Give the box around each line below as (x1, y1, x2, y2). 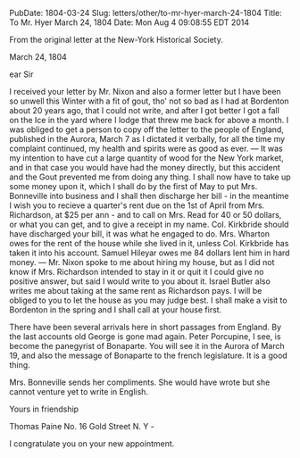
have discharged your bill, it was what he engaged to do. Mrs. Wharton (9, 229, 271, 239)
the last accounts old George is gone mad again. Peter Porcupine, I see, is (9, 331, 281, 342)
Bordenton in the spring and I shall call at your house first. (9, 304, 222, 315)
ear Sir (9, 69, 34, 79)
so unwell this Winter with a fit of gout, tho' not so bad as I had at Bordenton (9, 96, 289, 106)
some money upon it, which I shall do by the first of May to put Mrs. (9, 181, 258, 191)
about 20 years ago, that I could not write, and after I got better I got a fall (9, 105, 279, 115)
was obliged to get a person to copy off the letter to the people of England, (9, 124, 284, 135)
